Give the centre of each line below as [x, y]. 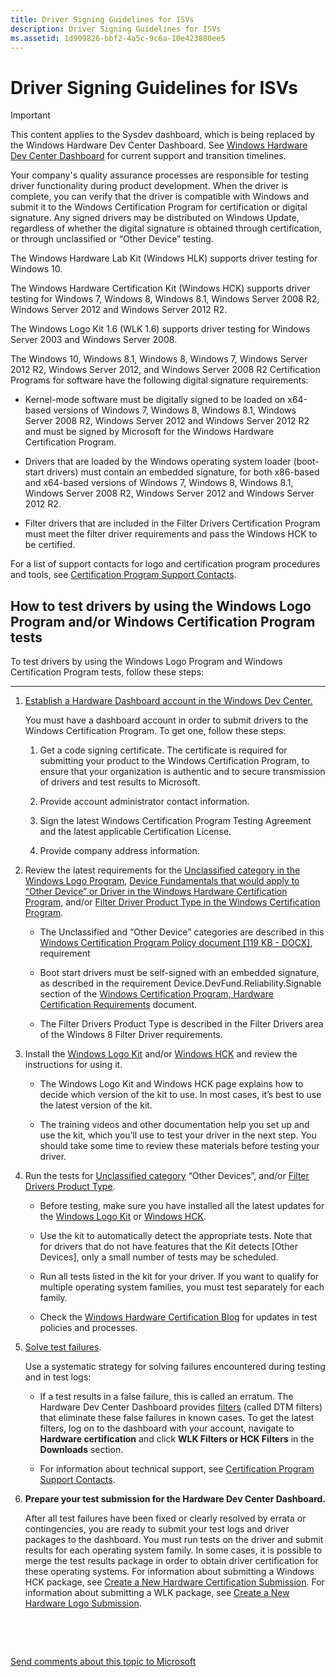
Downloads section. [81, 1450]
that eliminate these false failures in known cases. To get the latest [177, 1418]
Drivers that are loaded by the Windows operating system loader [158, 462]
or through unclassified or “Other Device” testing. [112, 239]
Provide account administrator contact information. [144, 802]
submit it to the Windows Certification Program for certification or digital [159, 207]
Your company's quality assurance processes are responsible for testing [159, 175]
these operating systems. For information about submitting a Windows [169, 1572]
